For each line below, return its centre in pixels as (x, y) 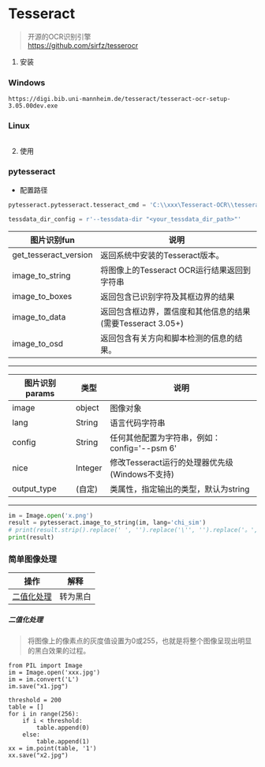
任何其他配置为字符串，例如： (165, 437)
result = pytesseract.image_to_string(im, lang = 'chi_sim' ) (107, 523)
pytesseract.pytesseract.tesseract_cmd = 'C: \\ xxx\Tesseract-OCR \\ (121, 205)
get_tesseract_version (52, 255)
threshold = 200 (35, 700)
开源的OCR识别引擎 (59, 36)
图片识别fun (52, 240)
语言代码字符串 (138, 423)
